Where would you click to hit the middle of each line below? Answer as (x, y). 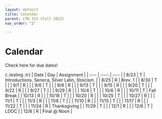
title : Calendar (22, 14)
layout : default (22, 10)
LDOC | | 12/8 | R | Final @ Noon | (39, 111)
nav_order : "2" (21, 23)
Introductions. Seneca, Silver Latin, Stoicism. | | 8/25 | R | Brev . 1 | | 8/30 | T (81, 80)
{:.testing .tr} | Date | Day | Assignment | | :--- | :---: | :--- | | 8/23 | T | (75, 75)
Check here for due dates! (31, 65)
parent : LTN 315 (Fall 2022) (35, 19)
